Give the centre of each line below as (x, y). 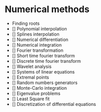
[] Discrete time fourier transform (46, 61)
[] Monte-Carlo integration (39, 88)
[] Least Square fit (31, 99)
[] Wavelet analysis (32, 66)
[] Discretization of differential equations (54, 104)
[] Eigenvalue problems (36, 93)
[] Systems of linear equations (43, 71)
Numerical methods (47, 9)
